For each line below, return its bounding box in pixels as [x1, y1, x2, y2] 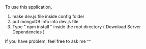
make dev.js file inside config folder [12, 14, 85, 19]
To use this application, [5, 4, 53, 10]
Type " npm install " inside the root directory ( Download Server [12, 24, 141, 30]
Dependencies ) [12, 29, 45, 34]
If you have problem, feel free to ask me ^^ [5, 38, 91, 44]
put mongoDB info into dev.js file [12, 19, 79, 24]
